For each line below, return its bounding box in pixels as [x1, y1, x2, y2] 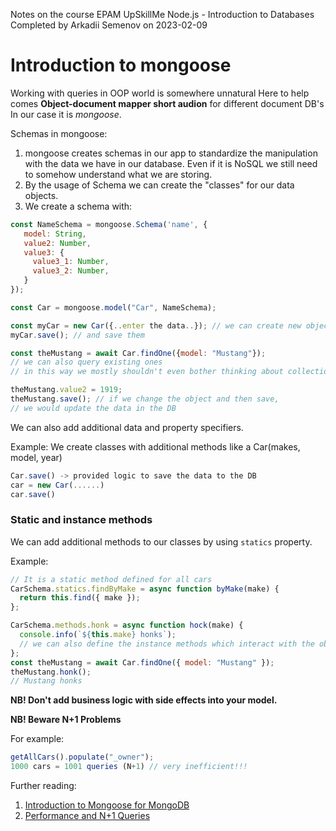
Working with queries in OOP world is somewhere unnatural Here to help [10, 87, 310, 99]
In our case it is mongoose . [10, 108, 122, 120]
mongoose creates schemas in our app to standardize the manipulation [24, 147, 318, 159]
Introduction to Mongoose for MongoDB [24, 799, 190, 811]
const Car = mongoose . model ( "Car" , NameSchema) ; [10, 302, 217, 313]
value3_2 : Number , [32, 266, 110, 276]
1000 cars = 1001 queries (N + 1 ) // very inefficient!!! [10, 762, 248, 772]
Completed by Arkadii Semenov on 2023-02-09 [10, 19, 208, 31]
